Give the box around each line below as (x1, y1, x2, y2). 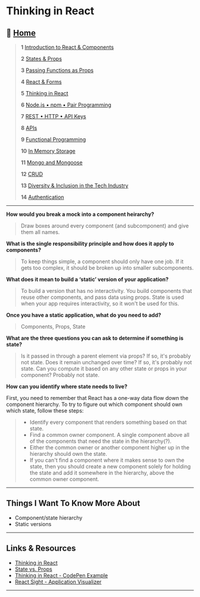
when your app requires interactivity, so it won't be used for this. (20, 300, 180, 307)
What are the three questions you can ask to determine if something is (6, 335, 184, 342)
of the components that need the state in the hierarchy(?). (29, 437, 171, 445)
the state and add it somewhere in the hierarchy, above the (29, 469, 174, 476)
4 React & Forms (20, 79, 62, 85)
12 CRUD (20, 171, 43, 177)
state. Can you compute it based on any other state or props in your (20, 365, 187, 372)
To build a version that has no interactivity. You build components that (20, 287, 192, 294)
